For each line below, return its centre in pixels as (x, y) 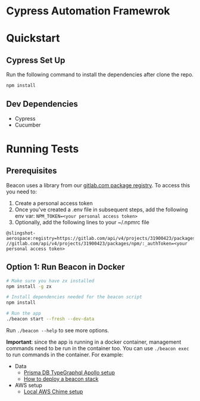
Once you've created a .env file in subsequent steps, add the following (101, 209)
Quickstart (33, 38)
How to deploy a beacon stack (61, 379)
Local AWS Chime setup (53, 391)
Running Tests (43, 149)
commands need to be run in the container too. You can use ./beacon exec (98, 348)
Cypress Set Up (36, 60)
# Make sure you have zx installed (50, 281)
